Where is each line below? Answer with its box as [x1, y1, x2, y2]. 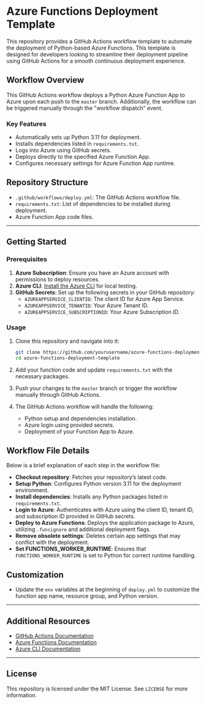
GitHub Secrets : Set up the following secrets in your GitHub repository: [15, 288, 196, 296]
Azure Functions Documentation [15, 639, 97, 646]
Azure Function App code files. [15, 213, 94, 220]
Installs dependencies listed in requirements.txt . [15, 140, 139, 148]
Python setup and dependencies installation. [24, 415, 137, 422]
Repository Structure [6, 177, 89, 188]
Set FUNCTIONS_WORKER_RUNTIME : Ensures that [15, 545, 146, 553]
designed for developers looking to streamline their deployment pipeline [6, 50, 188, 58]
